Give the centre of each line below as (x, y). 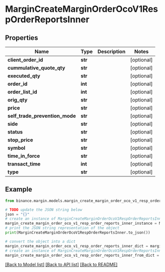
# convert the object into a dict (41, 241)
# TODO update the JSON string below (44, 210)
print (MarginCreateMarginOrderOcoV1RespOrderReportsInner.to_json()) (78, 233)
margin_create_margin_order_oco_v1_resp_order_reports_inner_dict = (77, 246)
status (15, 132)
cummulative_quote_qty (36, 68)
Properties (22, 38)
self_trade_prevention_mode (42, 116)
